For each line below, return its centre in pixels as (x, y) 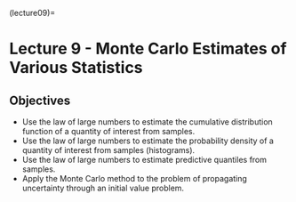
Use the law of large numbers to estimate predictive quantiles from (144, 160)
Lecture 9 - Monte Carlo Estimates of (148, 49)
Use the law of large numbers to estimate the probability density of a (148, 141)
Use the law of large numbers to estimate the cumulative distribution (147, 122)
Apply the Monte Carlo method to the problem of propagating (134, 178)
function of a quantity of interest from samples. (108, 131)
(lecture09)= (32, 13)
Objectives (40, 100)
